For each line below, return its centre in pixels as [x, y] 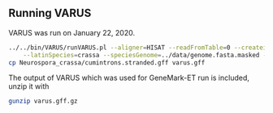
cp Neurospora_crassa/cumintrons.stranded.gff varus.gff [107, 63]
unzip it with [29, 86]
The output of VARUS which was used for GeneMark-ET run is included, [129, 78]
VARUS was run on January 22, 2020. [72, 32]
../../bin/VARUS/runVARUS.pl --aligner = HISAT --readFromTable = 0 [119, 48]
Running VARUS [50, 13]
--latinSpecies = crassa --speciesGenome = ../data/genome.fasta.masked [141, 55]
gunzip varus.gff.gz [43, 101]
